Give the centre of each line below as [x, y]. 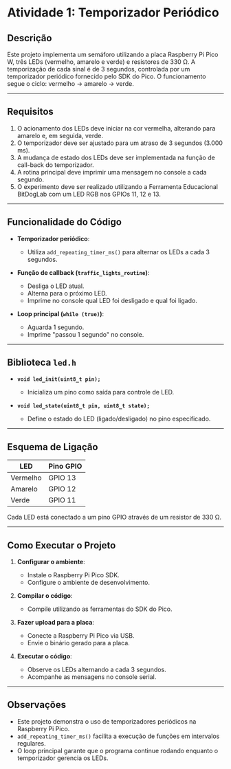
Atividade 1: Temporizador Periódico [113, 13]
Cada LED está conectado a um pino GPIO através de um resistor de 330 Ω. [114, 517]
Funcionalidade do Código [65, 222]
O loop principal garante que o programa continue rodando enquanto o [118, 750]
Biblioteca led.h [42, 363]
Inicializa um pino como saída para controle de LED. [100, 392]
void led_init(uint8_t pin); [59, 379]
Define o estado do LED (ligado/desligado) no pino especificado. [119, 419]
